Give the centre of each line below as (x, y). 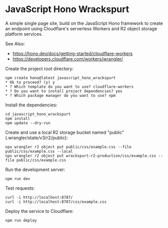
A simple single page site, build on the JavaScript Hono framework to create (84, 23)
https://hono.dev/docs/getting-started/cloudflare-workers (72, 53)
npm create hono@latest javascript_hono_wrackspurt (60, 78)
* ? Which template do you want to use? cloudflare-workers (70, 87)
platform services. (24, 34)
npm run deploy (21, 220)
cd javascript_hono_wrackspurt (38, 114)
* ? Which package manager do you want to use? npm (60, 95)
